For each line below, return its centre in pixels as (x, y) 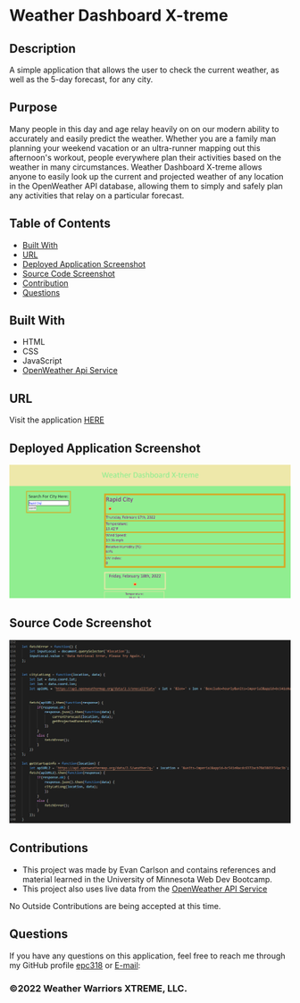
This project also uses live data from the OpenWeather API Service (145, 889)
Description (42, 49)
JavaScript (42, 361)
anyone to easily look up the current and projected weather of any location (146, 176)
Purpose (33, 108)
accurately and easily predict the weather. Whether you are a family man (143, 138)
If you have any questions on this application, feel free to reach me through (147, 956)
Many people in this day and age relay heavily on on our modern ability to (144, 129)
